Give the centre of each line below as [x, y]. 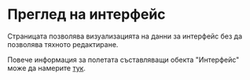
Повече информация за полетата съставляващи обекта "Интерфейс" [123, 60]
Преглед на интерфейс [86, 15]
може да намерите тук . [46, 67]
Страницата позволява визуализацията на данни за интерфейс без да [125, 36]
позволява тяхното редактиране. [63, 44]
